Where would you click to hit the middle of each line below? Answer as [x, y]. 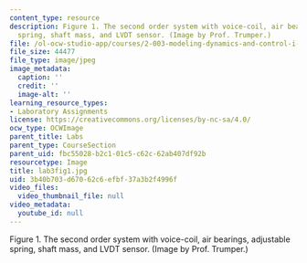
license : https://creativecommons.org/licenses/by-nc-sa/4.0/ [130, 120]
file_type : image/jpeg [53, 60]
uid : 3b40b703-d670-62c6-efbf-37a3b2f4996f [94, 179]
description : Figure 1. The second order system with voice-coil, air [147, 26]
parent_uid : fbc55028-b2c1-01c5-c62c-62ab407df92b [108, 153]
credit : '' [38, 86]
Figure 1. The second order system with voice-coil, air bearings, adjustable [150, 239]
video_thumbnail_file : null [71, 196]
